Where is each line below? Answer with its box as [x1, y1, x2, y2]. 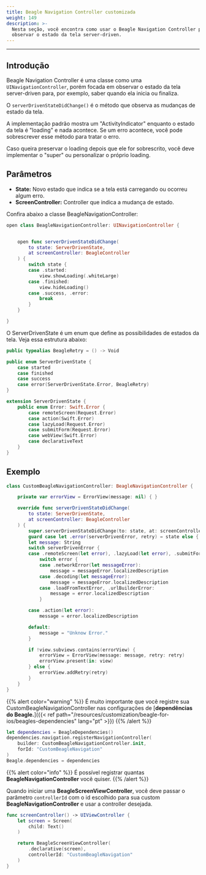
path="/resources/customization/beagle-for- [56, 711, 170, 718]
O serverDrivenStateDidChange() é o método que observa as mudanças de [6, 101, 196, 109]
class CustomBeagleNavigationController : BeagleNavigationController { [6, 483, 193, 489]
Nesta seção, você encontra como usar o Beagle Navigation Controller [12, 26, 196, 33]
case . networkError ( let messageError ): [39, 562, 141, 568]
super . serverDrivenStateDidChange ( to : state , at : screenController [28, 528, 204, 534]
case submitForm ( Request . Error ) [28, 427, 112, 433]
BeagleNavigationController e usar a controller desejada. [6, 800, 153, 808]
